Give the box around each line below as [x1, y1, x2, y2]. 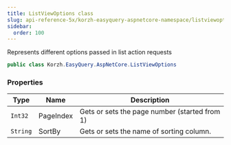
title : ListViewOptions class [7, 10, 94, 17]
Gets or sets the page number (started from [79, 107, 221, 117]
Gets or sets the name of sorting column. [79, 126, 212, 136]
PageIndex [38, 111, 74, 121]
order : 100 [13, 29, 45, 36]
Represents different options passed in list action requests [7, 48, 172, 56]
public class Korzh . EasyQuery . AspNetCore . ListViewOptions [7, 61, 177, 69]
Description [130, 96, 170, 105]
